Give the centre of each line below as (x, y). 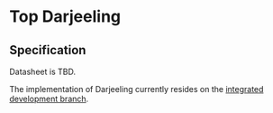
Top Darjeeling (65, 17)
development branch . (49, 99)
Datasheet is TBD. (43, 71)
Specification (48, 50)
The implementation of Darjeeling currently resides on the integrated (136, 89)
